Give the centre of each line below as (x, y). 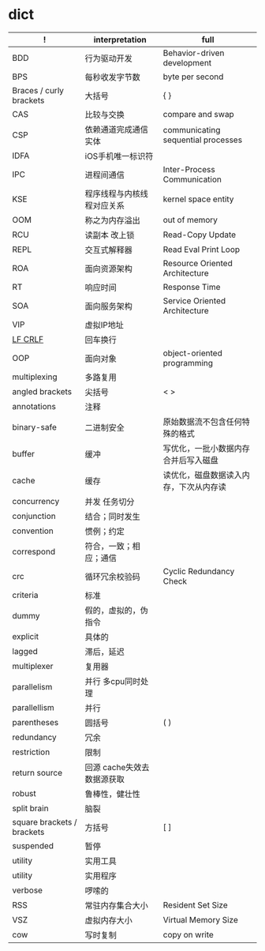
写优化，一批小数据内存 (206, 448)
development (187, 62)
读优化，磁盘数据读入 (202, 475)
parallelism (32, 686)
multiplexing (35, 377)
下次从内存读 (202, 487)
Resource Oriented (198, 263)
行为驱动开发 (108, 58)
